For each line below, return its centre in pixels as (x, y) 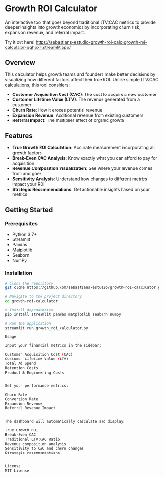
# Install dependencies (29, 310)
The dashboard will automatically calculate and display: (65, 422)
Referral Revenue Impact (30, 408)
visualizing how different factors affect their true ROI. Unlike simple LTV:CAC (82, 79)
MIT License (17, 471)
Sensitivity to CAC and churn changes (44, 449)
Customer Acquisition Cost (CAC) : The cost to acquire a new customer (84, 94)
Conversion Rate (21, 399)
